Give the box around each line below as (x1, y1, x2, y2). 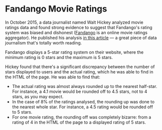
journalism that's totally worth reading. (5, 40, 82, 45)
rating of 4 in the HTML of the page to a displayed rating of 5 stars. (12, 119, 146, 125)
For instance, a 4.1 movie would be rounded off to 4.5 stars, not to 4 (12, 88, 147, 94)
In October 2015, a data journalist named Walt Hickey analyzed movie (5, 19, 144, 25)
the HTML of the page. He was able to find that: (5, 74, 100, 80)
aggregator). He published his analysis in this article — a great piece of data (5, 35, 157, 41)
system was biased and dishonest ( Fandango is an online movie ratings (5, 29, 148, 35)
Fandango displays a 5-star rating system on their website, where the (5, 49, 144, 55)
